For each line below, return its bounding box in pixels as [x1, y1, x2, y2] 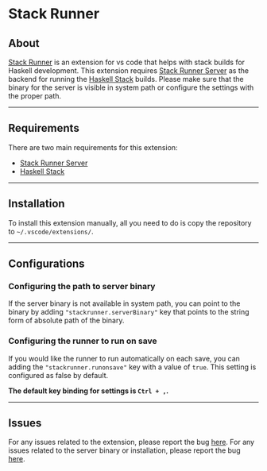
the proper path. [8, 91, 62, 100]
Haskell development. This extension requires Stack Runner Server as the [8, 66, 249, 75]
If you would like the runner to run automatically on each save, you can [8, 353, 241, 363]
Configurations [8, 257, 85, 271]
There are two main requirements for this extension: [8, 142, 178, 152]
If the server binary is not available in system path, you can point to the [8, 299, 241, 308]
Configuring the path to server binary [8, 280, 156, 291]
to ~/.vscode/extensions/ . [8, 226, 94, 236]
